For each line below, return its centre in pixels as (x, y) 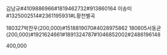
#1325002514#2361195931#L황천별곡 (51, 16)
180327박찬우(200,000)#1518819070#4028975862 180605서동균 (84, 28)
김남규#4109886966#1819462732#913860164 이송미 (69, 8)
